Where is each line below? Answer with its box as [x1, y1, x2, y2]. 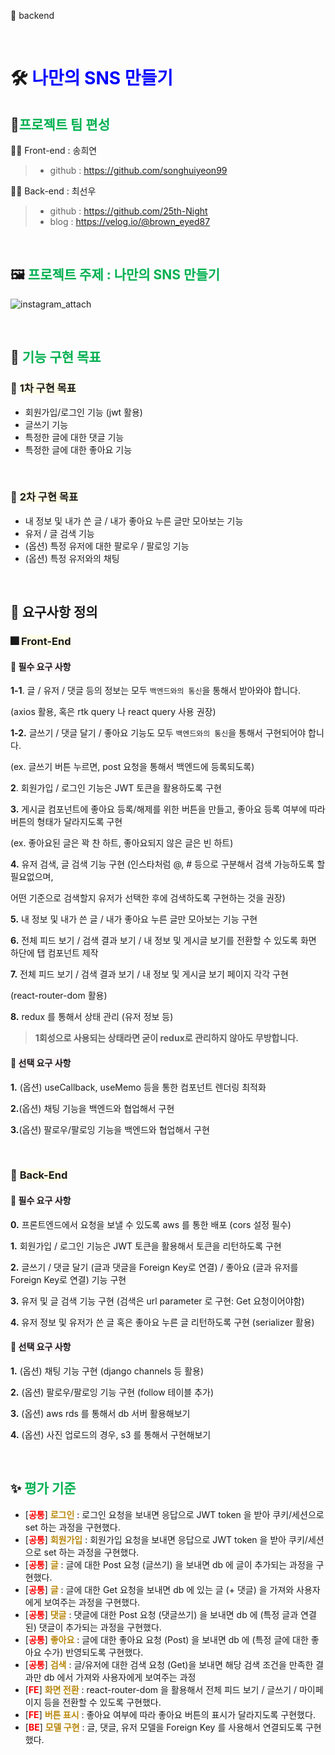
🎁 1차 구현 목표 [10, 381, 77, 395]
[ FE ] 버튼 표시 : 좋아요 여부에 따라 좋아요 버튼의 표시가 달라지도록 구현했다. [24, 1708, 316, 1720]
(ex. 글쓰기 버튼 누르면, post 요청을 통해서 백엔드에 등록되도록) [10, 761, 255, 773]
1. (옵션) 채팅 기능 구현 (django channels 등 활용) [10, 1365, 205, 1377]
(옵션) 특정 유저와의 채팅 [24, 552, 120, 564]
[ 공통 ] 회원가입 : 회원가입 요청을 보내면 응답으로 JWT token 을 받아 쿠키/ [24, 1533, 308, 1545]
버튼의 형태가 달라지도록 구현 [10, 816, 123, 828]
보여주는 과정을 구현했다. [43, 1596, 141, 1608]
